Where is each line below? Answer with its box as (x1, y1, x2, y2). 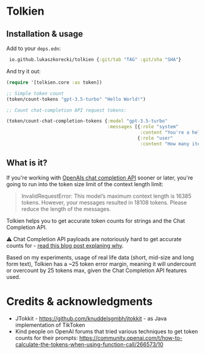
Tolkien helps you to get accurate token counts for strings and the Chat (6, 217, 185, 224)
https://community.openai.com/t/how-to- (79, 334, 183, 341)
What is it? (6, 157, 48, 168)
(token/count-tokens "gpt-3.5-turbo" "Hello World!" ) (6, 96, 146, 102)
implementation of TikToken (15, 321, 85, 328)
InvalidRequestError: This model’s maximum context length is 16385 (21, 192, 192, 200)
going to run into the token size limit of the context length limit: (6, 180, 164, 187)
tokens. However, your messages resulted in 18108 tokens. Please (21, 198, 187, 206)
